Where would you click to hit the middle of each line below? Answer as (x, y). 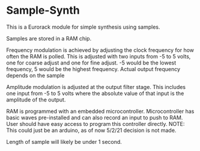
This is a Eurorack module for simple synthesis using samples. (83, 27)
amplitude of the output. (36, 100)
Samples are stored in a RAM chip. (49, 38)
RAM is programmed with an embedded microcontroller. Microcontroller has (100, 111)
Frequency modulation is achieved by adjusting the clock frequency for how (100, 50)
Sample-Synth (43, 10)
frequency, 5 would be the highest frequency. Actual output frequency (93, 69)
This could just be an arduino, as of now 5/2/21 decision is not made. (91, 130)
